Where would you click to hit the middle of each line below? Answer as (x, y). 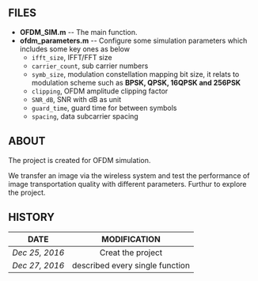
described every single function (131, 266)
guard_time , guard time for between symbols (104, 108)
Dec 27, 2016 (38, 266)
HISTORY (32, 217)
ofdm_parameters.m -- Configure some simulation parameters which (133, 40)
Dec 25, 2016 (38, 253)
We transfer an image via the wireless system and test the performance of (129, 175)
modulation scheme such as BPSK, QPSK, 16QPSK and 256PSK (136, 82)
